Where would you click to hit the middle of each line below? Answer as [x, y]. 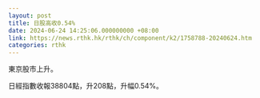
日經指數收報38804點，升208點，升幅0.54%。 [86, 86]
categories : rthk [37, 45]
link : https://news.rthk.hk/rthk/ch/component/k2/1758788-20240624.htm [130, 38]
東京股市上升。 [33, 69]
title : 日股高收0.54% [42, 23]
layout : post [30, 16]
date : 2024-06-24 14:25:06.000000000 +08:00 [84, 30]
